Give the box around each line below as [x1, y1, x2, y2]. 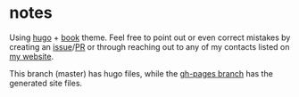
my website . [9, 51, 54, 61]
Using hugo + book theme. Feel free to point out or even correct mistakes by [9, 32, 291, 43]
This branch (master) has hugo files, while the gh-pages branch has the [9, 68, 274, 78]
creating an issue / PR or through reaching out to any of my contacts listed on [9, 41, 290, 52]
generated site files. [9, 77, 83, 88]
